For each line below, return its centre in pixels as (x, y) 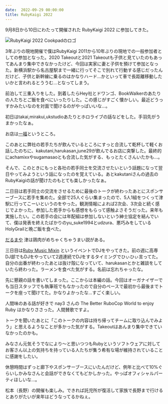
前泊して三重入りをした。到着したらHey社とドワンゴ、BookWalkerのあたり (83, 93)
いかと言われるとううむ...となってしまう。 (48, 82)
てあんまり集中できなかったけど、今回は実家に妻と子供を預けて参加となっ (82, 64)
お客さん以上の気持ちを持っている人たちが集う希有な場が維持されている (80, 350)
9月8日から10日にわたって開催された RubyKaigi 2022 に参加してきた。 (78, 30)
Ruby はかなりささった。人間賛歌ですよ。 (48, 309)
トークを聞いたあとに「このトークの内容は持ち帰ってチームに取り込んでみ (82, 320)
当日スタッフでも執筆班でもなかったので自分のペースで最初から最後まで (84, 286)
